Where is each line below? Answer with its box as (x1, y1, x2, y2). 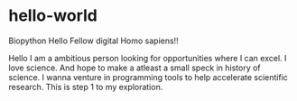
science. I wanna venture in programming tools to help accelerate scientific (8, 71, 288, 82)
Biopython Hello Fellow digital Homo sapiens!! (8, 35, 179, 46)
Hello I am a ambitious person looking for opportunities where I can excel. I (8, 52, 287, 63)
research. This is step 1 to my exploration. (8, 81, 163, 92)
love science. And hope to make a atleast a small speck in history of (8, 62, 261, 73)
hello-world (8, 5, 98, 26)
